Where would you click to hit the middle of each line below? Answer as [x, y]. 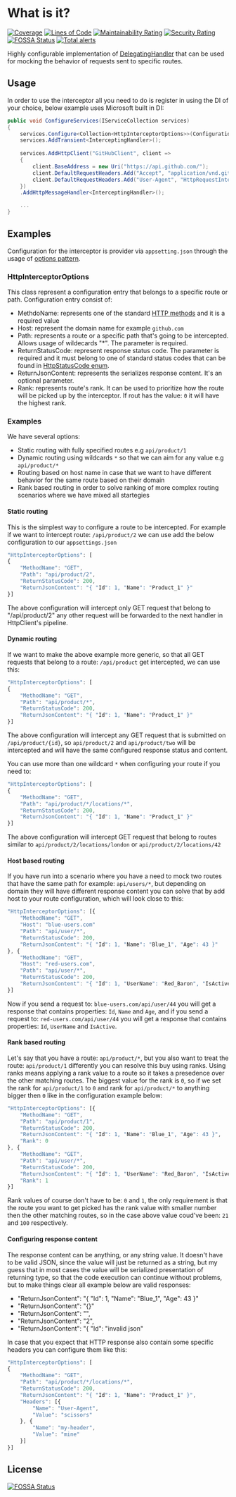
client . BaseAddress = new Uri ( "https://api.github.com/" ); [121, 166]
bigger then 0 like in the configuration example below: [85, 1095]
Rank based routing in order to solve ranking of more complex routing [118, 488]
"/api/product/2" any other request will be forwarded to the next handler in [115, 615]
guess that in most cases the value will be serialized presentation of [105, 1269]
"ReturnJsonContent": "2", [56, 1321]
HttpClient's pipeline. [38, 622]
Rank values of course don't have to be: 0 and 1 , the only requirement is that [118, 1200]
